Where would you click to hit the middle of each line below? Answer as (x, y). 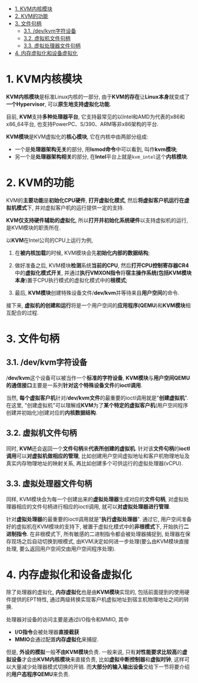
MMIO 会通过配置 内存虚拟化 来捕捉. (57, 639)
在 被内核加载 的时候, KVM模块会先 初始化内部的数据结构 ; (82, 253)
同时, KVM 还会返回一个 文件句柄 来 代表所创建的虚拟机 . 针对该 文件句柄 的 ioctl (98, 448)
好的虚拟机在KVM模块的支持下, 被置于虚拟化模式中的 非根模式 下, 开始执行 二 (98, 526)
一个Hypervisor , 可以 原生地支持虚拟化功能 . (59, 104)
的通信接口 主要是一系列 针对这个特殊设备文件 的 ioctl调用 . (74, 385)
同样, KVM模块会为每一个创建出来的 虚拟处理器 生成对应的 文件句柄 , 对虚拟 (95, 499)
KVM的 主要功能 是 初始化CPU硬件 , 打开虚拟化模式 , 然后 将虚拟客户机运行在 (95, 200)
